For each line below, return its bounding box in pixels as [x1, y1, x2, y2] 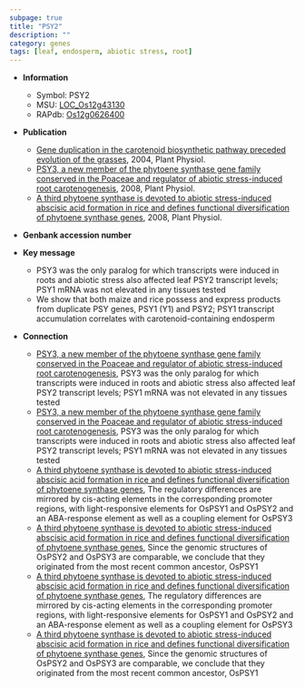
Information [22, 72, 69, 83]
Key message [22, 248, 75, 258]
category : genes [9, 38, 71, 48]
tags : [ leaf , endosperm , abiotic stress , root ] [9, 47, 193, 56]
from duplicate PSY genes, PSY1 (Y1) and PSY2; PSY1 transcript [35, 304, 275, 315]
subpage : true [9, 13, 64, 23]
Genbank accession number [22, 229, 132, 241]
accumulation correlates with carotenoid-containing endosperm [35, 313, 275, 324]
